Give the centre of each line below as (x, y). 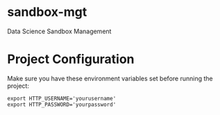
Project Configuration (71, 59)
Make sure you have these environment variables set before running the (110, 78)
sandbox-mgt (47, 12)
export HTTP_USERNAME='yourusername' (62, 98)
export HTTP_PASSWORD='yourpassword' (62, 105)
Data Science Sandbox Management (59, 31)
